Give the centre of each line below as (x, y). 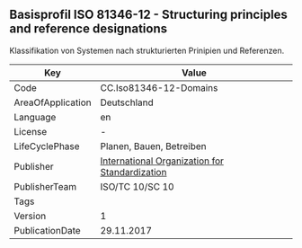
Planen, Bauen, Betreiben (153, 146)
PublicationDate (47, 230)
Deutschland (127, 102)
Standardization (133, 172)
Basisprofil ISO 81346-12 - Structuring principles (148, 15)
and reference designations (89, 29)
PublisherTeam (45, 186)
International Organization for (162, 161)
